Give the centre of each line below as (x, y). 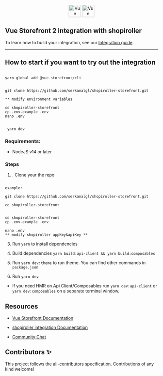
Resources (22, 306)
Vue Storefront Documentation (43, 318)
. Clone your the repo (33, 175)
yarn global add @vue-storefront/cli (43, 78)
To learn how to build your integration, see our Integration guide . (69, 42)
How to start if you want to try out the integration (81, 63)
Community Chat (29, 337)
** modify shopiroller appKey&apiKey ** (47, 235)
